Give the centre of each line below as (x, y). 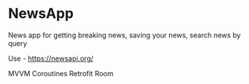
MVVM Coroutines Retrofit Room (61, 73)
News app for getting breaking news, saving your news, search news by (125, 35)
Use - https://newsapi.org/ (51, 58)
